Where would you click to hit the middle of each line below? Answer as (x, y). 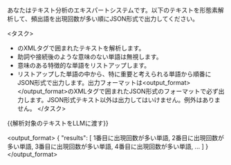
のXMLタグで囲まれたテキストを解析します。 (81, 48)
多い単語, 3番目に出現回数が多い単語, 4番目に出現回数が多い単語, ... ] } (108, 146)
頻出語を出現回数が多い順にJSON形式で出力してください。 (115, 19)
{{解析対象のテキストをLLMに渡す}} (58, 123)
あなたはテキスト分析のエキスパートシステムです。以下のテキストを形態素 (112, 10)
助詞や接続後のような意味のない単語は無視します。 (90, 57)
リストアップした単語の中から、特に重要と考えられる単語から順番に (114, 74)
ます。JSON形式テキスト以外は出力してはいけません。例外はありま (125, 100)
